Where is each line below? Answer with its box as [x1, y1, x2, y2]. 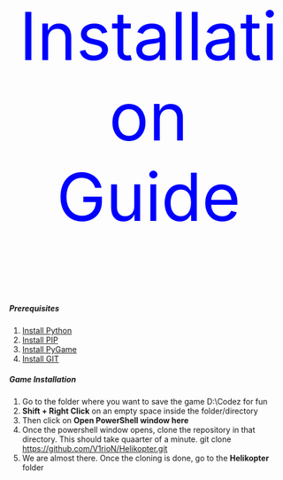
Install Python [21, 326, 73, 336]
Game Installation [9, 374, 77, 384]
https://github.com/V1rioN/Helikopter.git [21, 444, 168, 454]
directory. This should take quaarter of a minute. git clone [21, 434, 232, 445]
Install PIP [21, 334, 59, 345]
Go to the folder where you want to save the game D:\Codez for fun [21, 397, 268, 407]
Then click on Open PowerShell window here [21, 415, 189, 426]
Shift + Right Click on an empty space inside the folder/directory [21, 405, 258, 416]
